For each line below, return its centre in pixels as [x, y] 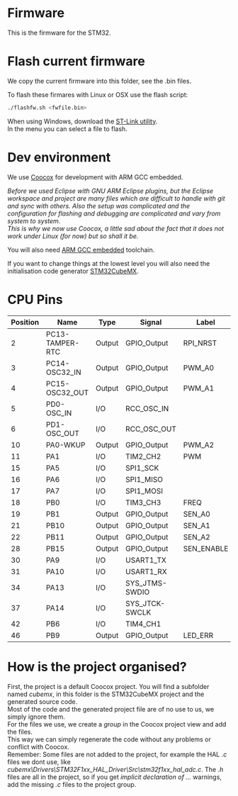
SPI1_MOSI [144, 491]
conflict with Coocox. [38, 746]
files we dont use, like [39, 762]
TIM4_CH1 [143, 624]
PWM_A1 [199, 388]
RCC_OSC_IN [147, 408]
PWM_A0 [199, 368]
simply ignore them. [36, 717]
